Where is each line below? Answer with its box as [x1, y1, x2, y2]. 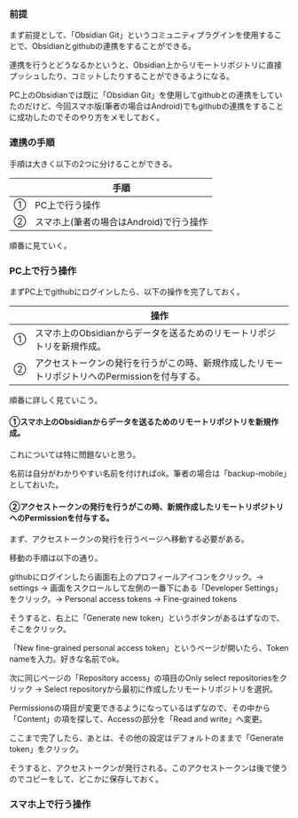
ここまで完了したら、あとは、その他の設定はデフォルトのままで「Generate [9, 733, 284, 743]
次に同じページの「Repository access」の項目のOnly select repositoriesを [9, 673, 280, 684]
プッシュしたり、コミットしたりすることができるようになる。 [9, 71, 235, 82]
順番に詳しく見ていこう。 [9, 394, 103, 405]
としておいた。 [9, 479, 64, 490]
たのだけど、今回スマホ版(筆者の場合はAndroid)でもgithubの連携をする [9, 100, 269, 112]
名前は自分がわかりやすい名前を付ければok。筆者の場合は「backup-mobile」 [9, 469, 287, 479]
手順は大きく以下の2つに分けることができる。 [9, 158, 177, 169]
